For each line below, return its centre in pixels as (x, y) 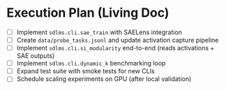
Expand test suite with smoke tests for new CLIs (85, 71)
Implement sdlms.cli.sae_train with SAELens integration (99, 32)
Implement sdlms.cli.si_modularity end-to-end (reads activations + (115, 48)
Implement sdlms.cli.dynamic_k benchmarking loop (91, 63)
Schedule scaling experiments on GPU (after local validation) (104, 79)
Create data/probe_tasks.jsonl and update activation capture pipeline (118, 40)
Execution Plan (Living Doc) (88, 13)
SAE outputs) (36, 56)
